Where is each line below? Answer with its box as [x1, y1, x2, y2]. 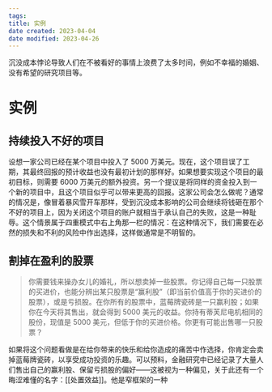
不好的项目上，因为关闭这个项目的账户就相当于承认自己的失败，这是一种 [8, 207, 249, 217]
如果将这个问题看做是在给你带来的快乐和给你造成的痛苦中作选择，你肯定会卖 [8, 345, 264, 355]
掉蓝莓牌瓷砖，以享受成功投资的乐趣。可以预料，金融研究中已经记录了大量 [8, 355, 257, 364]
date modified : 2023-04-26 [8, 34, 100, 43]
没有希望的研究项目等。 [8, 68, 87, 78]
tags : [8, 11, 27, 20]
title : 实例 [8, 19, 46, 28]
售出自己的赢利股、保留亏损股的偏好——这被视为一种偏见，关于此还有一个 [15, 365, 264, 375]
